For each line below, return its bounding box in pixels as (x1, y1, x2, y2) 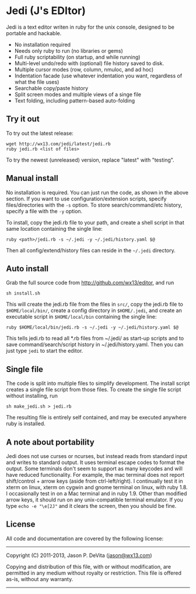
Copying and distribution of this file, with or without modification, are (6, 563, 171, 570)
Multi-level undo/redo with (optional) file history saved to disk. (14, 60, 164, 67)
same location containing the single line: (6, 225, 103, 232)
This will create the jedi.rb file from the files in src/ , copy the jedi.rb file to (6, 301, 184, 308)
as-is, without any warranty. (6, 575, 73, 582)
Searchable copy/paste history (14, 84, 89, 91)
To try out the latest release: (6, 129, 74, 136)
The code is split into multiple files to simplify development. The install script (6, 380, 190, 387)
